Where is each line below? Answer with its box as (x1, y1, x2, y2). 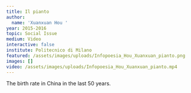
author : (6, 14, 26, 20)
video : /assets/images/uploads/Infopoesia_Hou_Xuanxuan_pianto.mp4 (6, 63, 178, 70)
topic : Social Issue (6, 31, 58, 37)
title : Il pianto (6, 8, 50, 15)
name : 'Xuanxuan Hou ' (11, 20, 68, 25)
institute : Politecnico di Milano (6, 47, 93, 53)
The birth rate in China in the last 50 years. (6, 80, 112, 87)
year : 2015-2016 (6, 25, 47, 31)
